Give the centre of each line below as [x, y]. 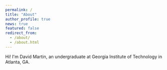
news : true [17, 24]
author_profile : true [28, 19]
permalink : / [19, 10]
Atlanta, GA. [18, 62]
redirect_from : [21, 33]
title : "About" [21, 14]
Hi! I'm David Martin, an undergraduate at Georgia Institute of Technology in [84, 56]
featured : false [22, 28]
